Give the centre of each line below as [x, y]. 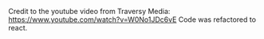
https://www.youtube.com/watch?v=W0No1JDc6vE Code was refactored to [132, 19]
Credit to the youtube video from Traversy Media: [89, 11]
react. [18, 28]
